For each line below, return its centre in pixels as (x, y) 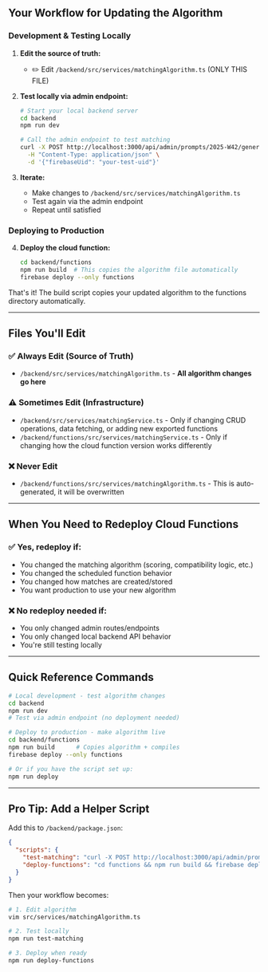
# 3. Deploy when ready (48, 953)
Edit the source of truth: (60, 53)
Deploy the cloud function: (65, 248)
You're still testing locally (61, 645)
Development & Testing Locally (70, 36)
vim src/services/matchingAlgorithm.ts (75, 917)
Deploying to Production (57, 230)
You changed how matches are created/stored (96, 581)
